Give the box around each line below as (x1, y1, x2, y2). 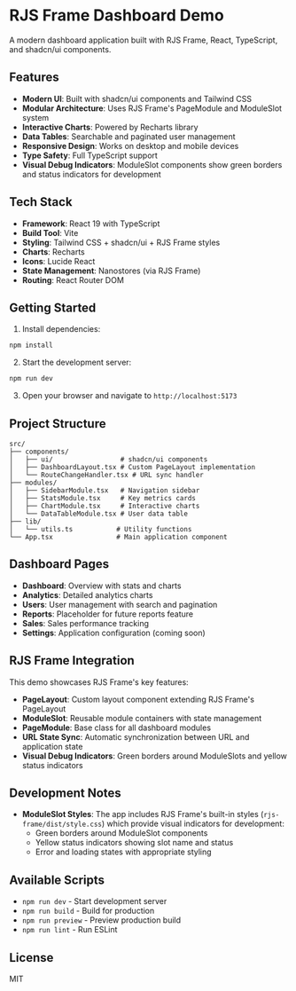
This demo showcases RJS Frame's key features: (9, 676, 189, 688)
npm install (9, 341, 53, 350)
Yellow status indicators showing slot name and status (35, 838, 234, 848)
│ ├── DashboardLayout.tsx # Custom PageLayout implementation (9, 462, 255, 471)
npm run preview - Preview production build (21, 915, 182, 925)
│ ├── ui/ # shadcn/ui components (9, 454, 208, 464)
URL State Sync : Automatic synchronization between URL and (21, 731, 250, 742)
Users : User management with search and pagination (21, 599, 218, 610)
